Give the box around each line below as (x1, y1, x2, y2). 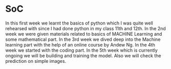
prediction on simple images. (5, 58, 67, 64)
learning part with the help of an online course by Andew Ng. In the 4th (5, 41, 155, 48)
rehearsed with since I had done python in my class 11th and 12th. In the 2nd (5, 25, 166, 31)
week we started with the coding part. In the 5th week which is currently (5, 47, 158, 53)
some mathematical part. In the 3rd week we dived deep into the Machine (5, 36, 161, 42)
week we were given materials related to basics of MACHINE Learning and (5, 31, 162, 37)
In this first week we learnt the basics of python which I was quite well (5, 20, 154, 26)
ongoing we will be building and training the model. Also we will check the (5, 52, 161, 59)
